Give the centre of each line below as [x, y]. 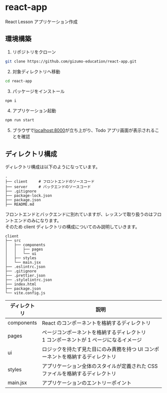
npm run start [20, 120]
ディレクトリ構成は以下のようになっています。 [53, 167]
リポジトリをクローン [34, 52]
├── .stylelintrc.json [29, 280]
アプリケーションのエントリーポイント [87, 383]
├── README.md [20, 204]
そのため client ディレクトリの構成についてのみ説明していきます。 [73, 227]
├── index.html [21, 284]
